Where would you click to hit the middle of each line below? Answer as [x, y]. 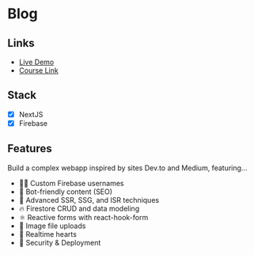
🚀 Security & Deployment [60, 242]
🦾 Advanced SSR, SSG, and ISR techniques [89, 200]
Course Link [38, 70]
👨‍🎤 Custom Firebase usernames [71, 183]
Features [30, 148]
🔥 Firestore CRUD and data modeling [79, 208]
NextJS [31, 114]
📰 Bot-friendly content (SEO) [65, 192]
